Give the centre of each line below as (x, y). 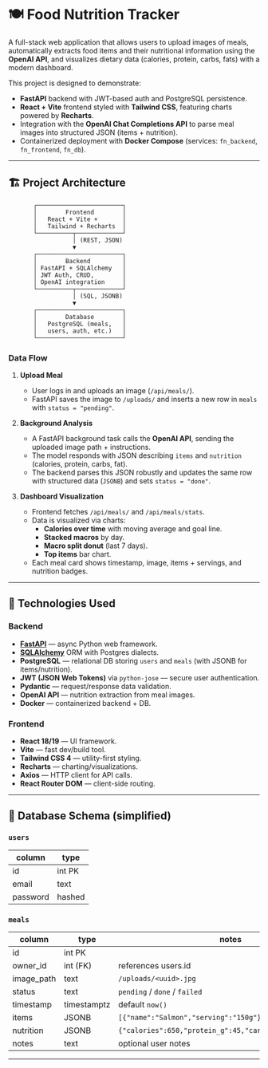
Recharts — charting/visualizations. (79, 767)
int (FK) (78, 966)
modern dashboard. (41, 67)
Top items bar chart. (77, 554)
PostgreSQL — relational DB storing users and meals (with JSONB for (133, 660)
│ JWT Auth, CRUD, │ (80, 275)
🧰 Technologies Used (62, 603)
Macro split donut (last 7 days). (96, 546)
